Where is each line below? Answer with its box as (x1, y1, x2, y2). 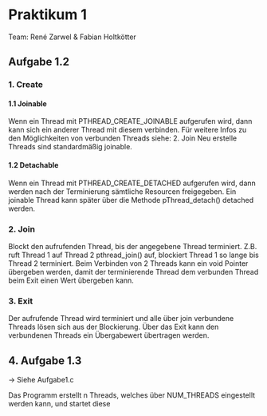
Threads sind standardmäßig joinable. (8, 142, 133, 152)
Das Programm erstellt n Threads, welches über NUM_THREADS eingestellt (8, 390, 256, 400)
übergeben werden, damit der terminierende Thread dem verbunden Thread (8, 267, 259, 276)
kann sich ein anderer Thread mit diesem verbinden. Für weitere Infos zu (8, 125, 247, 135)
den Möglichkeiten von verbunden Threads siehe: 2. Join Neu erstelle (8, 133, 238, 143)
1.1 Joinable (8, 98, 48, 109)
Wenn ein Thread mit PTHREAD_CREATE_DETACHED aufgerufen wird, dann (8, 178, 257, 188)
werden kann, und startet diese (8, 399, 111, 409)
